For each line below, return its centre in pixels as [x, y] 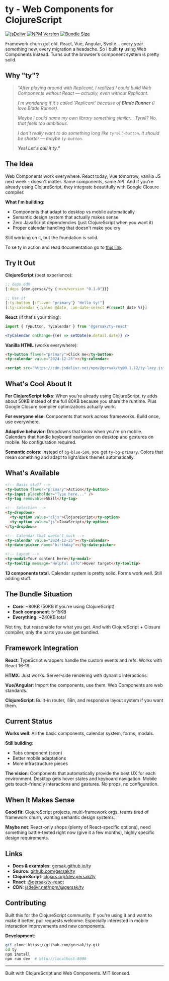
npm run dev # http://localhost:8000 [46, 959]
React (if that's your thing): [33, 317]
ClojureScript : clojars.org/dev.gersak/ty [54, 876]
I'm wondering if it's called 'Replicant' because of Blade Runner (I [86, 103]
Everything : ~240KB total [39, 617]
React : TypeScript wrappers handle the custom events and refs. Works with [84, 660]
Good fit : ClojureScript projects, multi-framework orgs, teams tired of [77, 812]
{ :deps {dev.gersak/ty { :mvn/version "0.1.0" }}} [57, 289]
